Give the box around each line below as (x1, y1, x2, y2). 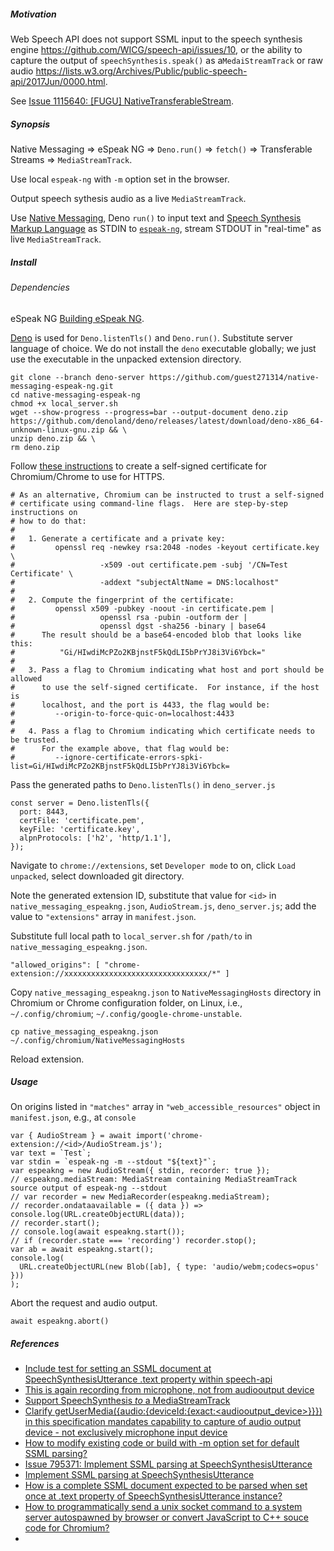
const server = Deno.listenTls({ (10, 798, 150, 808)
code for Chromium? (24, 1522, 110, 1534)
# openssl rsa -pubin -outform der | (10, 612, 248, 622)
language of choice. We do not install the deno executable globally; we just (10, 342, 317, 354)
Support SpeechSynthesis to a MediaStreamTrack (24, 1395, 231, 1407)
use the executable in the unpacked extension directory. (10, 353, 242, 365)
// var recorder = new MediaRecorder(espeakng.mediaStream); (10, 1192, 271, 1202)
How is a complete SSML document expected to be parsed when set (24, 1480, 308, 1492)
